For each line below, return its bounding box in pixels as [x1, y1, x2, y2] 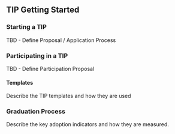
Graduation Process [6, 108, 66, 116]
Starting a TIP [6, 23, 47, 31]
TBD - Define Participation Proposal [6, 65, 95, 72]
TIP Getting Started [6, 5, 80, 15]
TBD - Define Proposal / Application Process [6, 36, 116, 44]
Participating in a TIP [6, 51, 68, 59]
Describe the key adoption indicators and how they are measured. [6, 121, 170, 128]
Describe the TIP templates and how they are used [6, 93, 131, 100]
